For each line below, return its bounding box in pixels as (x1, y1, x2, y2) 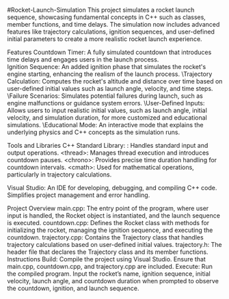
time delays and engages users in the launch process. (7, 55, 159, 64)
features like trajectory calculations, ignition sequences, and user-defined (7, 27, 215, 36)
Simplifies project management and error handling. (7, 191, 150, 199)
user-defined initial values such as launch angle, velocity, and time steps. (7, 85, 213, 92)
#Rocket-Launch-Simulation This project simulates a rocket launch (7, 6, 195, 14)
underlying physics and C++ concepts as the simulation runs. (7, 128, 180, 136)
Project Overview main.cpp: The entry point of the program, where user (7, 205, 209, 212)
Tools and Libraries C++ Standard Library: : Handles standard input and (7, 142, 208, 149)
